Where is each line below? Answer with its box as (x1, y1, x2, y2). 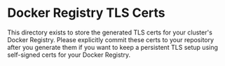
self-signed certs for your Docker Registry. (7, 51, 131, 59)
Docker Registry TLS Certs (7, 5, 166, 21)
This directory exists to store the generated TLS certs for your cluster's (7, 28, 212, 37)
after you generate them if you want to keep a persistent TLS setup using (7, 43, 219, 51)
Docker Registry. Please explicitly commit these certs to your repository (7, 35, 214, 44)
